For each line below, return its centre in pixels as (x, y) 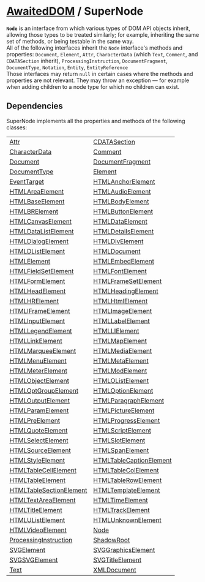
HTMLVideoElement (38, 530)
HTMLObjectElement (39, 380)
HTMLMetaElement (121, 361)
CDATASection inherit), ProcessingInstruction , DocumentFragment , (87, 61)
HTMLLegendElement (41, 331)
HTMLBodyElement (121, 202)
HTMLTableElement (38, 480)
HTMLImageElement (123, 311)
